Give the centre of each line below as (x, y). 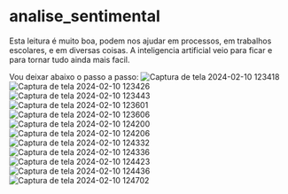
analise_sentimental (85, 16)
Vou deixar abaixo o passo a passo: (74, 76)
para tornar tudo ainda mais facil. (70, 59)
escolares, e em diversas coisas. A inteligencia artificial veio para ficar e (141, 50)
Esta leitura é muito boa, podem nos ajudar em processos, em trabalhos (140, 41)
